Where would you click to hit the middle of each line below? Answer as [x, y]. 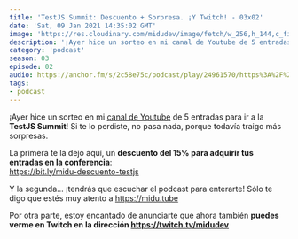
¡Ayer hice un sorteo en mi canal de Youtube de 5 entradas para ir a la [137, 117]
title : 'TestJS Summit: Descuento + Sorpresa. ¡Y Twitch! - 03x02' [137, 17]
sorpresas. [29, 135]
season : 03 [29, 58]
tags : [19, 83]
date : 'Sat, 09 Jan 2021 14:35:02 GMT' [83, 26]
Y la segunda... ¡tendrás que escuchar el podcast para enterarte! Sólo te [141, 189]
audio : [21, 75]
